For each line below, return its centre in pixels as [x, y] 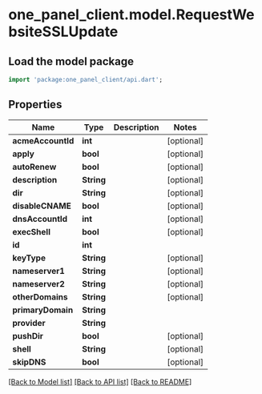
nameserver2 [39, 283]
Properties [35, 105]
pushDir [28, 336]
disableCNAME [42, 206]
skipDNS [29, 362]
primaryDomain [43, 310]
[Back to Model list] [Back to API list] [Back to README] [100, 381]
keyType [29, 258]
